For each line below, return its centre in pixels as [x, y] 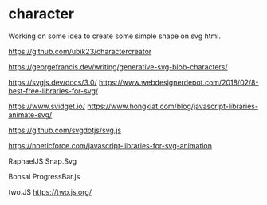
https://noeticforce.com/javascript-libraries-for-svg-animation [110, 145]
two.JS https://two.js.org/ [50, 191]
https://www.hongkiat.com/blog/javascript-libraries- [173, 106]
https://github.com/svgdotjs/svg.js [65, 130]
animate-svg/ [30, 114]
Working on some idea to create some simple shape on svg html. [115, 36]
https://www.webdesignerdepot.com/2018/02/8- [179, 82]
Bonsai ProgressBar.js [44, 176]
